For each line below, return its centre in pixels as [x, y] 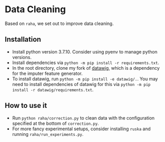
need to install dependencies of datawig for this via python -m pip [81, 84]
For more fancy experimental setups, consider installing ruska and [81, 129]
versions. [22, 57]
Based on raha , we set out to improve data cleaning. [59, 23]
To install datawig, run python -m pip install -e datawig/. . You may [85, 79]
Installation [23, 39]
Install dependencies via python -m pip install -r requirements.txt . [86, 63]
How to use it [26, 106]
